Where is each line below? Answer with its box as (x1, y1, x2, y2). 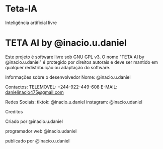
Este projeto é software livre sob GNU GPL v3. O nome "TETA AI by (5, 54, 144, 60)
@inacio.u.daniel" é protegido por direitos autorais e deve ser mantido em (5, 59, 158, 65)
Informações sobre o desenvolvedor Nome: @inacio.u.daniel (5, 74, 131, 80)
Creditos (5, 108, 23, 114)
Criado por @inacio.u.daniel (5, 118, 63, 124)
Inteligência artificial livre (5, 20, 57, 26)
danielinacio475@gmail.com (5, 89, 64, 95)
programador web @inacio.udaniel (5, 128, 77, 134)
